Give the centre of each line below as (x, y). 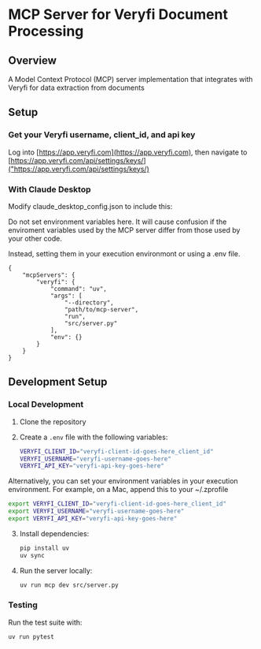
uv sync (32, 555)
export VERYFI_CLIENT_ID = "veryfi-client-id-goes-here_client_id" (117, 504)
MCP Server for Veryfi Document (118, 15)
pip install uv (44, 548)
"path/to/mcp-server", (101, 309)
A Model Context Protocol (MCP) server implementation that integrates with (130, 79)
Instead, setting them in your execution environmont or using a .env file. (125, 253)
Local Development (46, 405)
